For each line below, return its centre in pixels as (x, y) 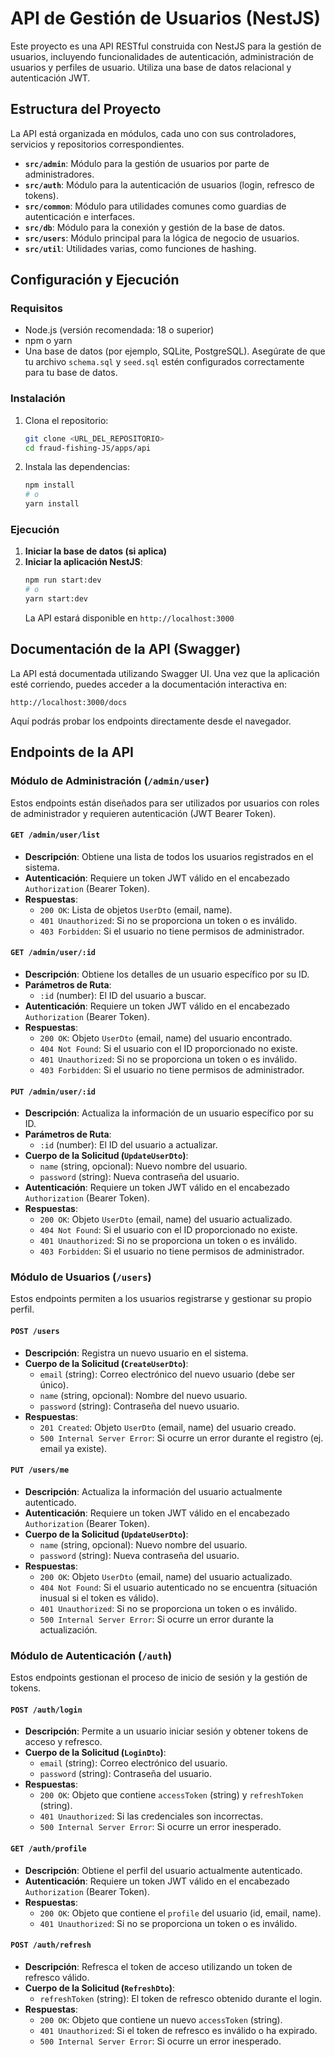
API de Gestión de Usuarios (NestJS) (166, 18)
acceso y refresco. (63, 1742)
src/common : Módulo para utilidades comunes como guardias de (155, 206)
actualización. (68, 1629)
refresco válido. (57, 1977)
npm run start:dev (63, 580)
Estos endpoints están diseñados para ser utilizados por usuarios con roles (165, 803)
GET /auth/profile (48, 1848)
